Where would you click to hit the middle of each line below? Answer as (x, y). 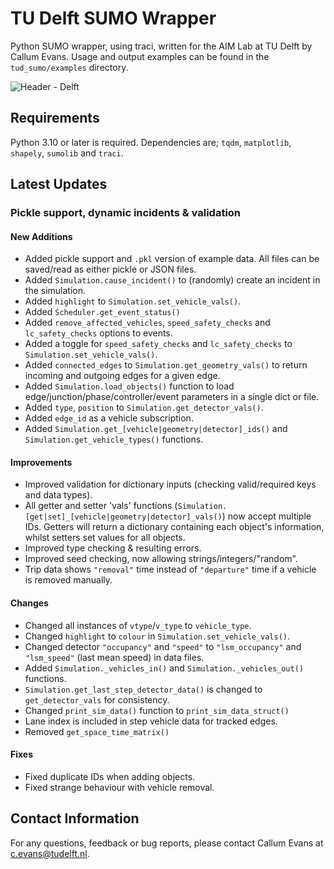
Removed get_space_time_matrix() (97, 731)
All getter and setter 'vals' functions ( (101, 506)
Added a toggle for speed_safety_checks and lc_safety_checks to (158, 344)
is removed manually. (68, 580)
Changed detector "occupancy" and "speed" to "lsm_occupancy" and (163, 646)
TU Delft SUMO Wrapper (113, 18)
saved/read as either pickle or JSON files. (110, 269)
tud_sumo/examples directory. (69, 67)
